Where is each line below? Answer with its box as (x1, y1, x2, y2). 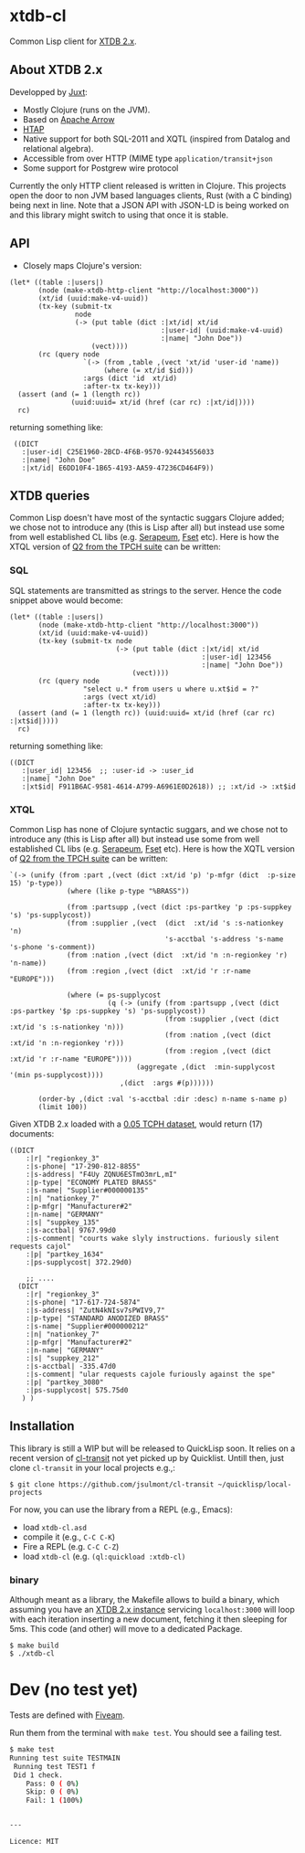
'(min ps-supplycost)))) (9, 1070, 104, 1079)
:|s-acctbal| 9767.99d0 (26, 1225, 117, 1234)
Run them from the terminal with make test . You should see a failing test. (9, 1728, 282, 1739)
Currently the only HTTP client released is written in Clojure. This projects (9, 180, 287, 191)
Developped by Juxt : (9, 86, 89, 97)
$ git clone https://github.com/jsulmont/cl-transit (9, 1479, 215, 1489)
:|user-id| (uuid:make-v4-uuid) (160, 325, 284, 334)
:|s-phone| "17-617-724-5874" (26, 1297, 142, 1307)
